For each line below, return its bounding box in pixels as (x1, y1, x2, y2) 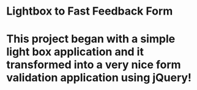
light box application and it (6, 45, 144, 59)
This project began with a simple (6, 32, 176, 46)
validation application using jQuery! (6, 71, 191, 85)
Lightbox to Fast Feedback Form (6, 4, 173, 18)
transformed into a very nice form (6, 58, 182, 72)
